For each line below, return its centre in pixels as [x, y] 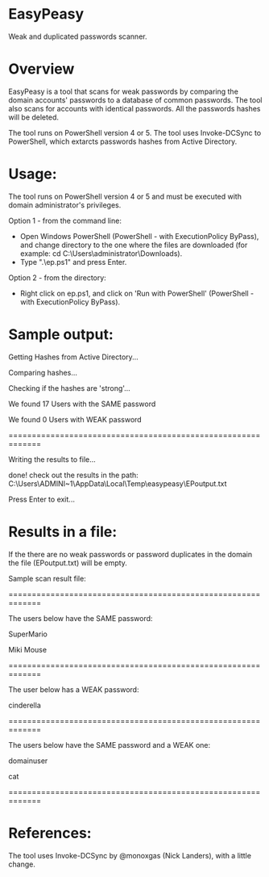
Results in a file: [63, 532]
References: [50, 833]
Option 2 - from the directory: [57, 277]
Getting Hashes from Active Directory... [73, 357]
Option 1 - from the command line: [65, 220]
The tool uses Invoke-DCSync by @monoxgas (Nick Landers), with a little [130, 855]
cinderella [25, 705]
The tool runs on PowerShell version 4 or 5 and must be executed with [125, 196]
